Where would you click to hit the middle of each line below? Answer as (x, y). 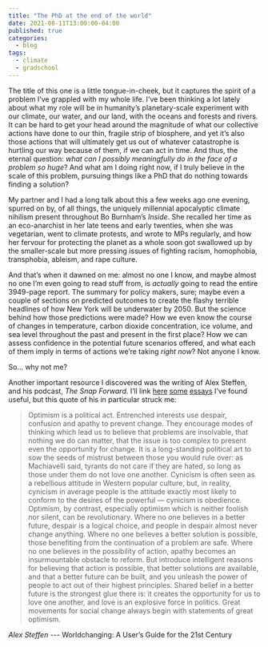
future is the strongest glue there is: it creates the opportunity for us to (144, 593)
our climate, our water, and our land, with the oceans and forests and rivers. (133, 116)
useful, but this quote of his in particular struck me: (92, 399)
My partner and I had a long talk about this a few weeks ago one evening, (129, 199)
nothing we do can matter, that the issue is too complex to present (137, 440)
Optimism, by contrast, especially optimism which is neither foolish (138, 508)
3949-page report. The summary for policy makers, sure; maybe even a (127, 291)
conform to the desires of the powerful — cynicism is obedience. (135, 500)
